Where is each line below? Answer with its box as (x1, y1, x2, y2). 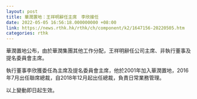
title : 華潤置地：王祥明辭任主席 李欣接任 (6, 14, 99, 20)
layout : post (6, 8, 38, 15)
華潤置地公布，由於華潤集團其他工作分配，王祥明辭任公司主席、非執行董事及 (6, 47, 191, 54)
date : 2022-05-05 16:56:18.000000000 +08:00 (6, 19, 117, 25)
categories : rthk (6, 30, 49, 36)
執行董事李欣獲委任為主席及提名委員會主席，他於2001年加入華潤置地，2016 (6, 67, 189, 74)
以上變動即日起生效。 (6, 87, 57, 94)
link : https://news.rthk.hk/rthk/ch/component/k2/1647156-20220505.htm (6, 25, 185, 31)
